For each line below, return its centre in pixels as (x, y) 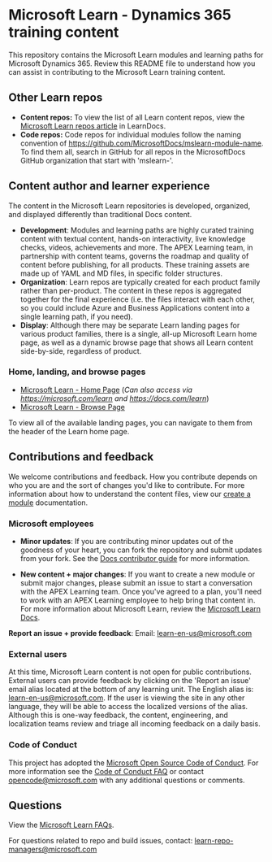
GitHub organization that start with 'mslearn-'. (97, 160)
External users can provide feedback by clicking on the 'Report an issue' (130, 681)
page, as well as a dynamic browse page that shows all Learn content (136, 342)
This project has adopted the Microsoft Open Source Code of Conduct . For (134, 763)
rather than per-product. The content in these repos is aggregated (131, 290)
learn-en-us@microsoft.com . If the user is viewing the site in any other (127, 698)
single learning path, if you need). (76, 316)
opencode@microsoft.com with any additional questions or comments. (127, 780)
